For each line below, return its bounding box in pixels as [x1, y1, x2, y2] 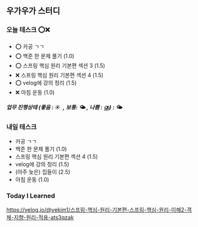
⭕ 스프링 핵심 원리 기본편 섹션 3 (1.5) [15, 62, 106, 69]
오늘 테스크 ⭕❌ [6, 26, 50, 34]
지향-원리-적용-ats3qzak [13, 214, 75, 221]
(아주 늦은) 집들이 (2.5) [15, 168, 70, 176]
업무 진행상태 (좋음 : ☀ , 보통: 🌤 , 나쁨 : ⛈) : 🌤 [6, 103, 122, 111]
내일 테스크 [6, 122, 37, 131]
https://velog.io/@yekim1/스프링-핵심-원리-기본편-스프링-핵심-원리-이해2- [6, 206, 188, 214]
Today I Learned [6, 192, 56, 200]
